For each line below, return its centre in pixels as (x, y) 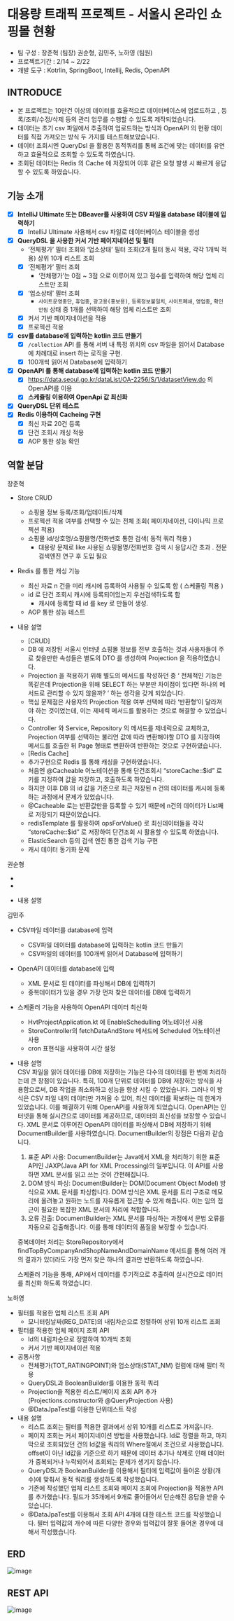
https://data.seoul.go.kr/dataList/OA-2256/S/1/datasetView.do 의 (120, 380)
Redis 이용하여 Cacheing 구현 (59, 415)
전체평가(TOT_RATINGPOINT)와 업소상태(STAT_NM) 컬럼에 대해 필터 (123, 1365)
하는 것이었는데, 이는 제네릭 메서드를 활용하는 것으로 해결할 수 (119, 710)
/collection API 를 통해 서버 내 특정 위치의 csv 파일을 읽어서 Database (126, 345)
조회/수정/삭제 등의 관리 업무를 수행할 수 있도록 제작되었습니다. (111, 119)
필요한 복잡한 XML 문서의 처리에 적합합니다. (101, 1209)
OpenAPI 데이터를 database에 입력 (66, 969)
